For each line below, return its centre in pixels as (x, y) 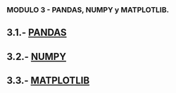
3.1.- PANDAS (37, 33)
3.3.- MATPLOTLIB (48, 81)
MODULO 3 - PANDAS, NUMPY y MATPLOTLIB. (88, 10)
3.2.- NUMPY (37, 57)
